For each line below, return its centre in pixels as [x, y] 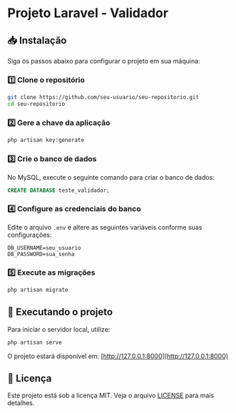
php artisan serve [35, 342]
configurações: [30, 235]
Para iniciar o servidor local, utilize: [59, 329]
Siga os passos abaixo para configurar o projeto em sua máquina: [104, 61]
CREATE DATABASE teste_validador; [59, 190]
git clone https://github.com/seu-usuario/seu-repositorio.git [103, 98]
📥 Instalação [37, 40]
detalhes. [21, 403]
